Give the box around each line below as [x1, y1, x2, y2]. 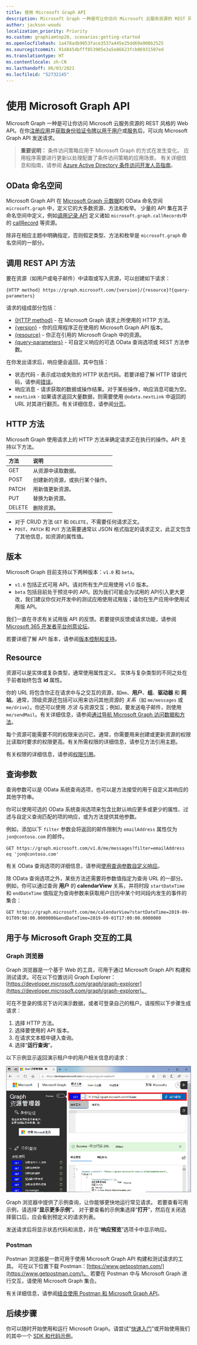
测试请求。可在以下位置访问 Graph [6, 974, 90, 981]
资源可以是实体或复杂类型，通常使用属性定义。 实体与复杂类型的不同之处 [6, 669, 182, 676]
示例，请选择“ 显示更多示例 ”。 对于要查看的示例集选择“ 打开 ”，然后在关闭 [6, 1206, 181, 1213]
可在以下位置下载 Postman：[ [17, 1262, 89, 1269]
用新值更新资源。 [33, 485, 74, 492]
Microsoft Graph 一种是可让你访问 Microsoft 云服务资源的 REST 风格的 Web [6, 120, 189, 127]
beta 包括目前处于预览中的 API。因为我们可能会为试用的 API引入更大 [14, 588, 180, 595]
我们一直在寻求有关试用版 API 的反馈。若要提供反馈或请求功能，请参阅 [6, 615, 177, 622]
